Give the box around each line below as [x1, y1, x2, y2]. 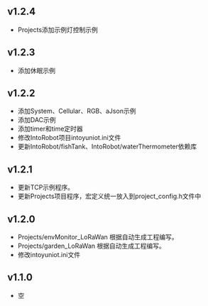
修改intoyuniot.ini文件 [17, 251, 80, 259]
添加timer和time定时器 [17, 124, 83, 133]
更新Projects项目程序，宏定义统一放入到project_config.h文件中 [17, 192, 202, 201]
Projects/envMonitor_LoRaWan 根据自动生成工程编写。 [17, 233, 178, 241]
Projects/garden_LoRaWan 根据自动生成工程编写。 [17, 241, 165, 251]
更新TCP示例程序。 [17, 183, 75, 192]
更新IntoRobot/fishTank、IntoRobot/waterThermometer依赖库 [17, 142, 197, 151]
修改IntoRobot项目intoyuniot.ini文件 [17, 133, 121, 142]
